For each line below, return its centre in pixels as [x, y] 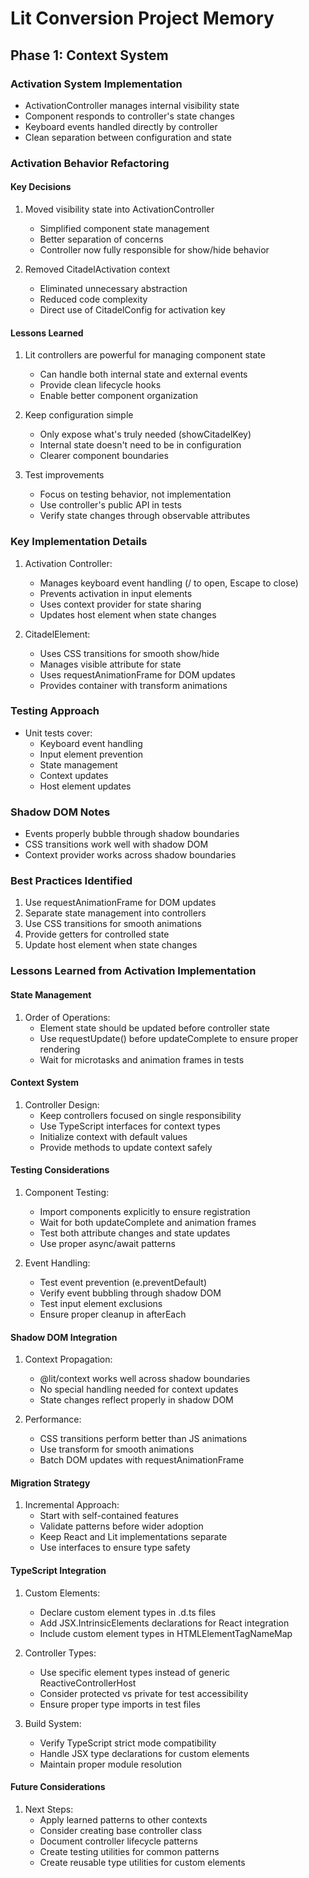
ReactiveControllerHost [88, 1683]
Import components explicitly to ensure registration [145, 1211]
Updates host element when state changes [128, 614]
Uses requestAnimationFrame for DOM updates [137, 674]
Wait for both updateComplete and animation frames [148, 1222]
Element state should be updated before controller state [154, 1028]
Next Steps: [49, 1809]
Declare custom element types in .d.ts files [128, 1612]
